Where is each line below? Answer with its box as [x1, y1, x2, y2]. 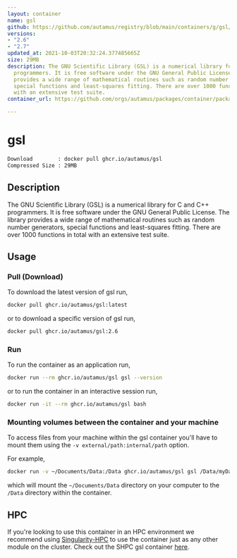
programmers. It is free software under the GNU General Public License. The [7, 207, 230, 216]
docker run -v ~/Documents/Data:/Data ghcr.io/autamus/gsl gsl [7, 468, 197, 475]
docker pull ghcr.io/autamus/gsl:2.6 [7, 328, 119, 335]
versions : [7, 30, 37, 37]
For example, [7, 454, 46, 463]
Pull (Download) [7, 272, 63, 281]
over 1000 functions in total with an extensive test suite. [7, 230, 169, 238]
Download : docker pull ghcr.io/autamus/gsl [7, 155, 162, 162]
